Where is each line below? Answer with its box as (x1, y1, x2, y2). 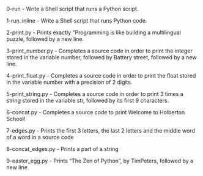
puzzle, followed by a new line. (6, 35, 84, 42)
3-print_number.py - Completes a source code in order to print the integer (6, 47, 193, 54)
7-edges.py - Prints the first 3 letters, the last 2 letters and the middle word (6, 127, 196, 134)
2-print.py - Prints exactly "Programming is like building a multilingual (6, 29, 182, 36)
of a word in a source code (6, 134, 75, 141)
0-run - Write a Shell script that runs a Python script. (6, 5, 139, 12)
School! (6, 116, 26, 122)
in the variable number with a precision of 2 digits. (6, 79, 133, 86)
